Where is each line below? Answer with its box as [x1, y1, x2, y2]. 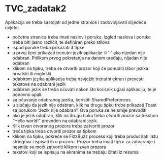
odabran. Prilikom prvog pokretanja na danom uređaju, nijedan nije [12, 55, 148, 61]
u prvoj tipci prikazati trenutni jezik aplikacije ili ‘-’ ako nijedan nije [12, 50, 145, 56]
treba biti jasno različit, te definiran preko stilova [12, 39, 110, 45]
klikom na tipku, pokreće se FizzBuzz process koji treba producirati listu [12, 133, 159, 139]
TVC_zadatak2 [5, 3, 66, 14]
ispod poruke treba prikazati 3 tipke [12, 44, 85, 50]
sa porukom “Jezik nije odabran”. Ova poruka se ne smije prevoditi [12, 107, 147, 113]
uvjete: [5, 24, 19, 30]
